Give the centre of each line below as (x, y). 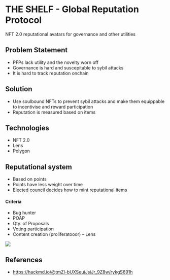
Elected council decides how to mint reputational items (70, 190)
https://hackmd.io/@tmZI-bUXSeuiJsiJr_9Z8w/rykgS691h (73, 272)
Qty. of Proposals (31, 224)
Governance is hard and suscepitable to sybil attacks (68, 67)
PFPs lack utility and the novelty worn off (56, 62)
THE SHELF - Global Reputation (72, 9)
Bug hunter (24, 213)
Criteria (13, 201)
